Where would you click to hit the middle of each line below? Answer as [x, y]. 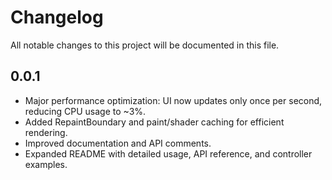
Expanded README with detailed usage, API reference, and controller [168, 153]
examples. [46, 164]
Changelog [57, 17]
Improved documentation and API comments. [118, 143]
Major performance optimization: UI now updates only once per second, [173, 100]
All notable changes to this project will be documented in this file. [145, 45]
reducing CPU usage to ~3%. [85, 111]
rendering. [46, 132]
